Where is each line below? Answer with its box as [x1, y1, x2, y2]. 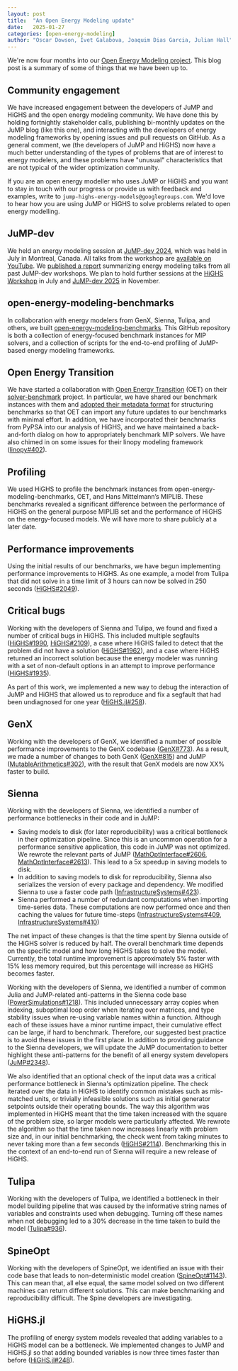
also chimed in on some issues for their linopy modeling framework [7, 438, 203, 446]
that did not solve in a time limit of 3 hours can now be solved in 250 [7, 577, 207, 585]
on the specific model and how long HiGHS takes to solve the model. [7, 947, 208, 955]
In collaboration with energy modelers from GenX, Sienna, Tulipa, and [7, 316, 210, 325]
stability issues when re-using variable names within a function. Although [7, 1013, 222, 1022]
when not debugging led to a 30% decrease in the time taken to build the [7, 1217, 221, 1226]
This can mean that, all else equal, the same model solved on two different [7, 1279, 225, 1287]
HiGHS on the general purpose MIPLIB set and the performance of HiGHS [7, 507, 222, 516]
